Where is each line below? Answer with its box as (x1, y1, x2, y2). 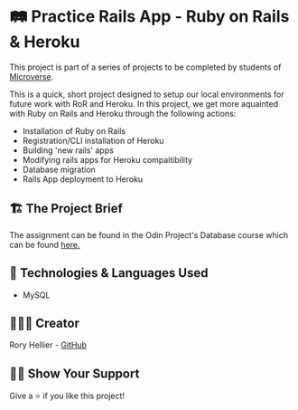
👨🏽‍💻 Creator (9, 315, 79, 330)
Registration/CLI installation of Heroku (22, 135, 164, 146)
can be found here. (9, 239, 80, 250)
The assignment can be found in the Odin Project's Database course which (9, 229, 289, 240)
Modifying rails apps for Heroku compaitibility (22, 154, 192, 165)
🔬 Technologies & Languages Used (9, 265, 209, 281)
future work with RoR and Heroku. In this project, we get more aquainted (9, 98, 278, 109)
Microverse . (9, 71, 54, 81)
